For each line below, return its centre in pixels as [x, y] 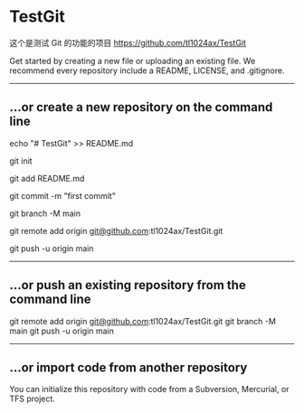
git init [21, 161]
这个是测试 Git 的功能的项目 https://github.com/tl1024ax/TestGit [128, 42]
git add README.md [47, 178]
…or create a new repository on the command [141, 107]
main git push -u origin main [62, 331]
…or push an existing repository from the [128, 285]
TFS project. [33, 399]
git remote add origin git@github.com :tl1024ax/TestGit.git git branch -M [142, 321]
